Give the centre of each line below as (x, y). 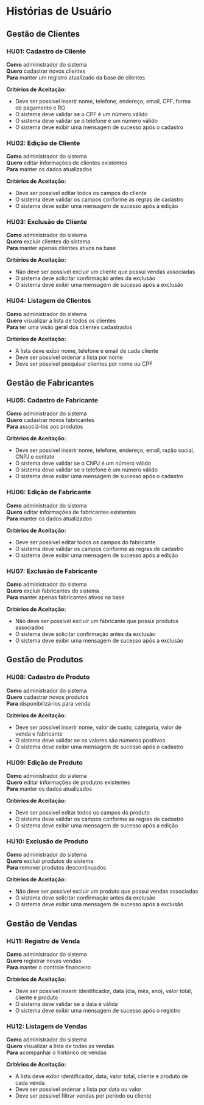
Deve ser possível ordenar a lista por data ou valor (78, 1089)
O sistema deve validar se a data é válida (66, 1004)
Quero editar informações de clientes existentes (67, 163)
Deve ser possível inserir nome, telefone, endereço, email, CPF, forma (103, 101)
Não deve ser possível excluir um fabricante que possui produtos (97, 621)
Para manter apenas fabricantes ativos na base (65, 597)
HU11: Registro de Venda (43, 941)
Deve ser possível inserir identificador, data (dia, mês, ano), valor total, (104, 991)
